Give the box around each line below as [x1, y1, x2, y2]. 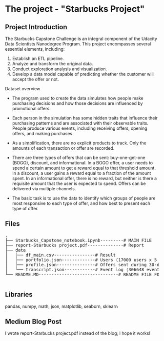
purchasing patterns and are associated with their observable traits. [12, 120, 149, 126]
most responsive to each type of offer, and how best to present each [12, 201, 150, 206]
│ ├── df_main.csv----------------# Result [5, 252, 116, 258]
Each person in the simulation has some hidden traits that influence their [12, 115, 158, 120]
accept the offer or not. [12, 77, 59, 82]
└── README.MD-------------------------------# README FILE [5, 272, 152, 277]
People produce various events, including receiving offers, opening [12, 125, 147, 131]
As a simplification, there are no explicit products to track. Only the [12, 140, 146, 146]
